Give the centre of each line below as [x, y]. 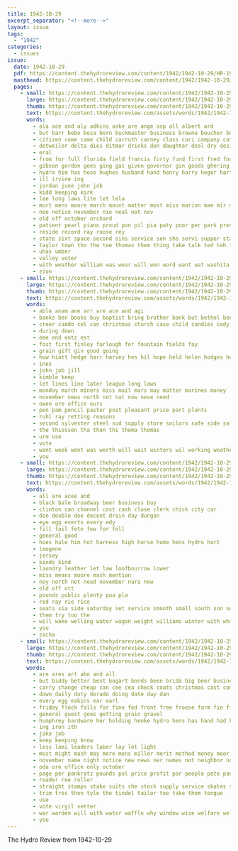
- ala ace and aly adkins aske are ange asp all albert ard [123, 126]
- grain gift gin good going [76, 351]
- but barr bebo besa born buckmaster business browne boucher [128, 133]
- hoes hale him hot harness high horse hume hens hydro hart [126, 542]
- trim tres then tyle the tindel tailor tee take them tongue [128, 793]
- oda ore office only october [79, 767]
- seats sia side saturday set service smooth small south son [128, 608]
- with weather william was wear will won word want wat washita [131, 265]
